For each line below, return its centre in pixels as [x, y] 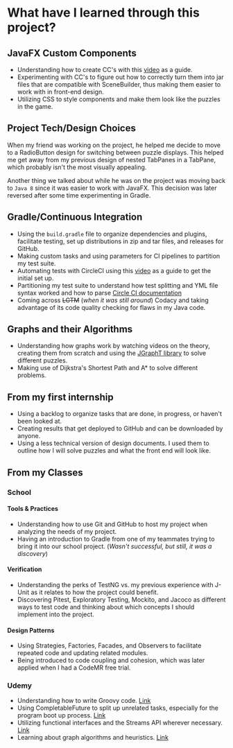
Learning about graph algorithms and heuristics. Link [93, 738]
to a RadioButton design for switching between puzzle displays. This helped [115, 152]
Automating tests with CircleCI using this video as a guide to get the [114, 270]
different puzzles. [42, 360]
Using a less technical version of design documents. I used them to [113, 443]
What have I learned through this [103, 13]
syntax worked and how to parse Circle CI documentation [100, 293]
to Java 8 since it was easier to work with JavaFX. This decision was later [112, 188]
